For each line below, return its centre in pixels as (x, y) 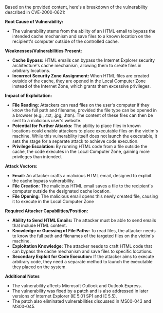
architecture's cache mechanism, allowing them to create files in (77, 65)
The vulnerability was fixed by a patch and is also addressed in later (80, 291)
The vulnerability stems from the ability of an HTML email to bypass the (84, 31)
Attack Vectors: (21, 166)
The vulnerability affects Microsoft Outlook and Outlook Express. (77, 286)
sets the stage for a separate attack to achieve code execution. (75, 141)
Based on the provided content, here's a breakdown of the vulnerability (76, 7)
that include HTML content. (39, 225)
